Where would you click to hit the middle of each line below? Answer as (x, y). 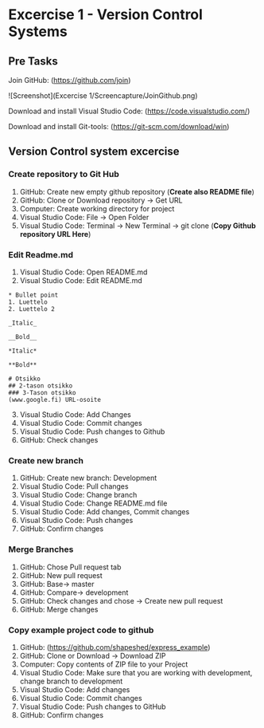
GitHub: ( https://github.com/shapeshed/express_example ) (115, 647)
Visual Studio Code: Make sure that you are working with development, (136, 672)
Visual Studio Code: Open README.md (83, 272)
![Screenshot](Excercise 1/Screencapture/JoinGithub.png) (103, 96)
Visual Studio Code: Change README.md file (93, 503)
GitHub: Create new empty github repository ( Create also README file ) (137, 191)
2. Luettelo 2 (32, 309)
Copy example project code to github (81, 630)
